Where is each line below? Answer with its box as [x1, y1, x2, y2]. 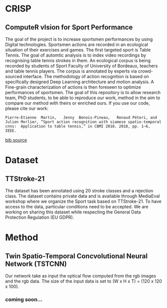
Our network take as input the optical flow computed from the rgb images [5, 273, 156, 278]
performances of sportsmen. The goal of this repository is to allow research [5, 90, 161, 95]
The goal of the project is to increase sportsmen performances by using [5, 36, 153, 42]
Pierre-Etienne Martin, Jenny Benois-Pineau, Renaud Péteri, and [5, 115, 157, 120]
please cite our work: [5, 106, 49, 111]
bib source [5, 137, 27, 143]
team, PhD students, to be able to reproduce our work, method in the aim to [5, 95, 161, 101]
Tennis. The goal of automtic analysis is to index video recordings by [5, 52, 146, 58]
